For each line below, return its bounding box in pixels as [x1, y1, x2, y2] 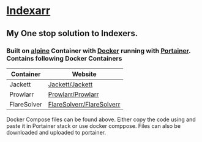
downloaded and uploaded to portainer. [6, 129, 106, 136]
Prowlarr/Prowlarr [48, 90, 99, 99]
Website [72, 70, 97, 78]
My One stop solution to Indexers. [6, 28, 138, 39]
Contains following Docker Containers [6, 54, 122, 62]
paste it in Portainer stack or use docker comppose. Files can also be [6, 122, 181, 129]
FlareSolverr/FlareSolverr [48, 100, 121, 108]
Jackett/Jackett [48, 80, 93, 89]
